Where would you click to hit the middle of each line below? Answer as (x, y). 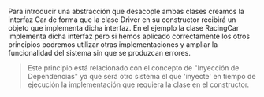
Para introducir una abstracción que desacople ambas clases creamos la (126, 11)
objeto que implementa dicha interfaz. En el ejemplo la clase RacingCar (124, 28)
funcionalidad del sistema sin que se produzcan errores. (99, 53)
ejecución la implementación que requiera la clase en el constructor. (138, 84)
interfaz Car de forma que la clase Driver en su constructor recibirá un (122, 20)
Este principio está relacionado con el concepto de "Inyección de (133, 68)
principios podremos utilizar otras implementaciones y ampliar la (113, 45)
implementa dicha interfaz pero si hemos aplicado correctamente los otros (129, 36)
